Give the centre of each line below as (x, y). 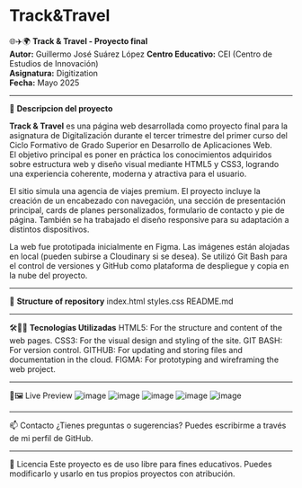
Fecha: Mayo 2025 (44, 83)
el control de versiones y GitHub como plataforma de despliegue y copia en (149, 265)
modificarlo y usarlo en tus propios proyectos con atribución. (122, 474)
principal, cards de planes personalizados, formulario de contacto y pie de (147, 210)
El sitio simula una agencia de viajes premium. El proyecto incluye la (135, 191)
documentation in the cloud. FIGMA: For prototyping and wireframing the (144, 359)
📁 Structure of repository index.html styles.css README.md (121, 301)
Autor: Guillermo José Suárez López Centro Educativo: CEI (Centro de (141, 54)
